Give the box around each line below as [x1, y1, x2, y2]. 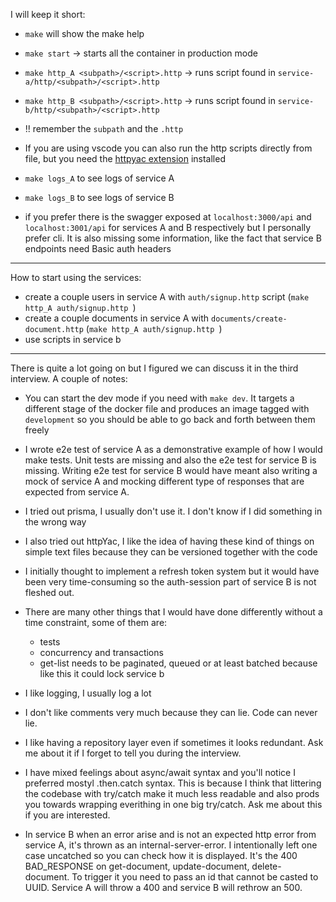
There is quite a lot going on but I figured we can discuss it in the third [10, 362, 299, 374]
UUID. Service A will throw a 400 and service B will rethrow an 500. [24, 882, 303, 893]
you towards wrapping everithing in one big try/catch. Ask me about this [24, 799, 323, 810]
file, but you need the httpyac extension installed [24, 153, 226, 164]
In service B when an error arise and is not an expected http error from [24, 829, 317, 840]
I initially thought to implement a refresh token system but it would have [24, 565, 320, 577]
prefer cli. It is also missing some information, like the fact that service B [24, 232, 322, 244]
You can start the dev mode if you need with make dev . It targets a [24, 392, 295, 404]
